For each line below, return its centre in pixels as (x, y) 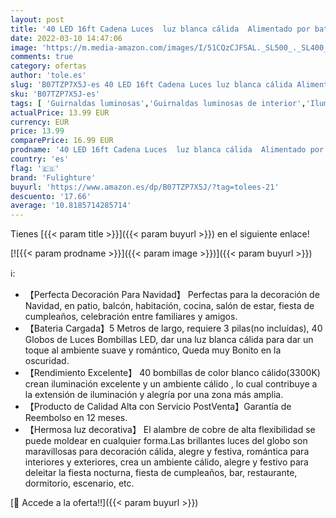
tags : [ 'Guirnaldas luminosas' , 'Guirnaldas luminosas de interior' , (158, 103)
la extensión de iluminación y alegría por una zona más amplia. (154, 395)
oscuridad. (47, 361)
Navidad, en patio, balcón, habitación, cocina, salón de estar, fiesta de (169, 306)
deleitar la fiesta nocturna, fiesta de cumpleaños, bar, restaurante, (161, 473)
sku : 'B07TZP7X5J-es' (55, 94)
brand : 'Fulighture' (53, 177)
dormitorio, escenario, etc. (79, 483)
